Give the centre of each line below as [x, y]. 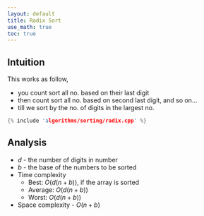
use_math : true [30, 27]
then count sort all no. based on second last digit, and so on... [107, 100]
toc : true [22, 34]
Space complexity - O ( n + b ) [59, 205]
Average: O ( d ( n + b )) [58, 190]
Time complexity [42, 174]
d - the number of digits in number [68, 160]
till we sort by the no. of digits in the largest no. [86, 108]
